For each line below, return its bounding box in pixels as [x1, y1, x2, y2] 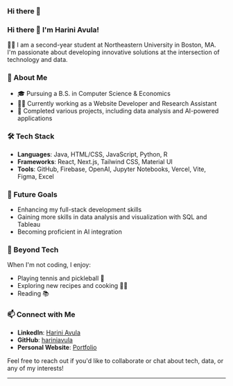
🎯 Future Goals [7, 189, 58, 199]
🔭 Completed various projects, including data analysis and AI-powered [17, 106, 219, 115]
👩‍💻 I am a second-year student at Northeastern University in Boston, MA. [7, 41, 216, 49]
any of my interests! [7, 364, 64, 372]
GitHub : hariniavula [17, 335, 73, 344]
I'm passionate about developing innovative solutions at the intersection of [7, 48, 220, 56]
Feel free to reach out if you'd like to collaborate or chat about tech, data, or [7, 356, 224, 364]
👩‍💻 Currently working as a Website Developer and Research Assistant [17, 99, 217, 107]
